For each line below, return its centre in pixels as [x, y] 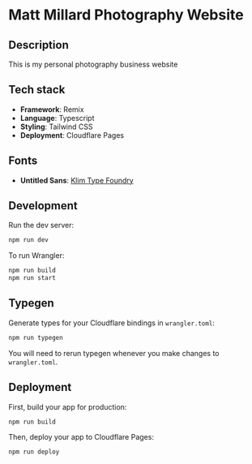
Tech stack [37, 90]
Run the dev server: [41, 226]
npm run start [32, 278]
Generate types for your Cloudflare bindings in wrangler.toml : [111, 323]
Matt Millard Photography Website [126, 15]
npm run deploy [34, 452]
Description [38, 45]
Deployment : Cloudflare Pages [72, 135]
